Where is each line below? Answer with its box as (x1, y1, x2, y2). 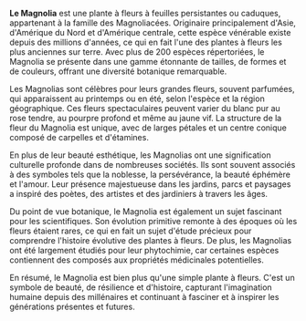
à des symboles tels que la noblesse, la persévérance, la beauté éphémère (9, 169, 290, 180)
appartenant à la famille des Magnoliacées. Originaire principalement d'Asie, (9, 17, 297, 28)
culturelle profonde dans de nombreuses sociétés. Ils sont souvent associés (9, 160, 296, 170)
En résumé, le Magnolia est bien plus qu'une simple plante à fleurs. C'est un (9, 273, 295, 283)
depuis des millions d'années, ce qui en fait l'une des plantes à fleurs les (9, 36, 283, 47)
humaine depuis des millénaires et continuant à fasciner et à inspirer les (9, 292, 280, 302)
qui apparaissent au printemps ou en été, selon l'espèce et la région (9, 93, 265, 104)
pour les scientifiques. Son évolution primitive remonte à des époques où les (9, 216, 298, 226)
